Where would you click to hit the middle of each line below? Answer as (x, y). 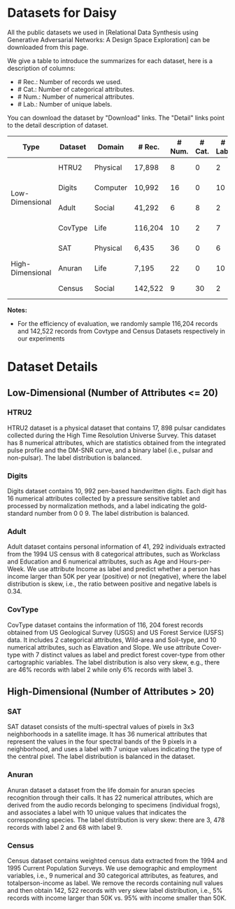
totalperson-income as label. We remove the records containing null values (115, 883)
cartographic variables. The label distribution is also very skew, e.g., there (114, 662)
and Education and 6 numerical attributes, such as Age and (93, 561)
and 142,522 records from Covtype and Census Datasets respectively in (121, 331)
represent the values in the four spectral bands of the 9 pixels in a (102, 741)
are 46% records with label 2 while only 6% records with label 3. (100, 669)
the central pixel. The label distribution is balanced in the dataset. (101, 757)
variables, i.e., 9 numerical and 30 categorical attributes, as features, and (113, 875)
